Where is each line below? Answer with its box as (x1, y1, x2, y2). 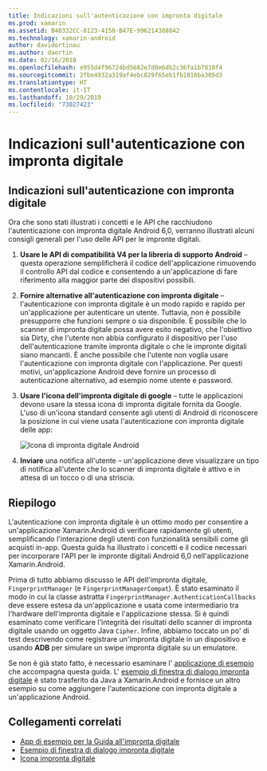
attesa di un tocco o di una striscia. (19, 472, 135, 483)
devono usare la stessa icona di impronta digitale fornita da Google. (19, 400, 241, 409)
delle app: (19, 425, 53, 435)
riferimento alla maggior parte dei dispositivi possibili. (19, 275, 196, 285)
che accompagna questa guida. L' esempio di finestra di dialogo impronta (8, 666, 249, 676)
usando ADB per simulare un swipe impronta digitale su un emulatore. (8, 642, 238, 652)
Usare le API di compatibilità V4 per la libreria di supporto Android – (19, 250, 249, 259)
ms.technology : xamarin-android (8, 34, 116, 42)
